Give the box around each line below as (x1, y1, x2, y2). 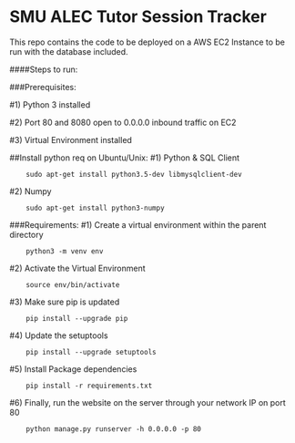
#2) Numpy (9, 185, 52, 197)
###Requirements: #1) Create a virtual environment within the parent (9, 219, 267, 230)
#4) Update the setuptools (9, 330, 108, 341)
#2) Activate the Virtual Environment (9, 263, 146, 273)
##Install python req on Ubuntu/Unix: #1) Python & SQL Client (9, 152, 239, 163)
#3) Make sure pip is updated (9, 296, 120, 307)
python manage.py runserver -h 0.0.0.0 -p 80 (25, 424, 202, 434)
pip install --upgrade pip (25, 314, 128, 323)
